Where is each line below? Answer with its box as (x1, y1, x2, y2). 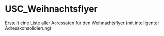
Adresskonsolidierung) (5, 25, 52, 31)
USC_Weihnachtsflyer (5, 3, 98, 15)
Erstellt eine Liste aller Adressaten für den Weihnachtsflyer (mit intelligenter (5, 20, 160, 26)
